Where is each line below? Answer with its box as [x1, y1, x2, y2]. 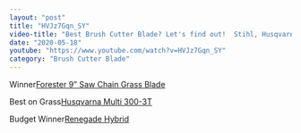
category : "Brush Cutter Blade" [9, 54, 130, 63]
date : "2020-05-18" [9, 37, 82, 47]
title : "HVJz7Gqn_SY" [9, 21, 90, 30]
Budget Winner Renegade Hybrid [9, 113, 130, 124]
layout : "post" [9, 12, 66, 22]
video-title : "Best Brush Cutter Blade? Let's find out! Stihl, [9, 29, 258, 38]
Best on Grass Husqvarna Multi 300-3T [9, 96, 152, 107]
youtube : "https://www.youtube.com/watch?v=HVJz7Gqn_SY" [9, 46, 227, 55]
